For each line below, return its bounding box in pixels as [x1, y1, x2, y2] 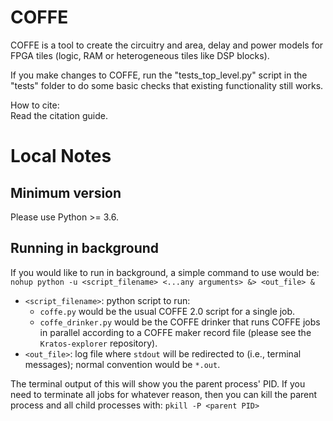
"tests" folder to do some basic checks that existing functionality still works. [10, 79, 324, 91]
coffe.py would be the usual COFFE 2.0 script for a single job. [39, 305, 296, 317]
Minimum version [10, 184, 122, 201]
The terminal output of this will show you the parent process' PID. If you [10, 377, 306, 390]
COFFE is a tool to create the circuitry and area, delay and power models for [10, 39, 324, 51]
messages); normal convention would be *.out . [24, 358, 221, 370]
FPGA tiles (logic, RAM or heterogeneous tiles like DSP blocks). [10, 49, 270, 61]
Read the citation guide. [10, 109, 108, 121]
